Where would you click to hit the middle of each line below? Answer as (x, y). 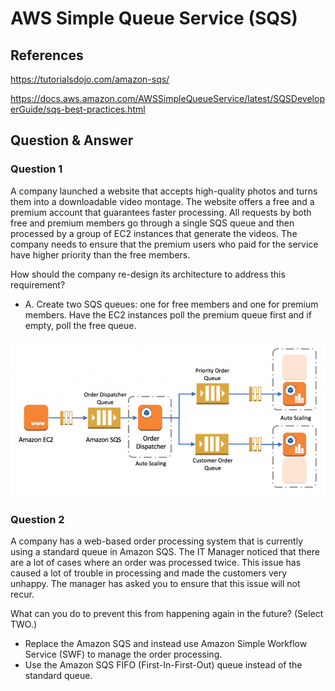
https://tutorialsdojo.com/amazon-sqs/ (90, 79)
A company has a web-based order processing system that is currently (157, 541)
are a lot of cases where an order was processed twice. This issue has (156, 562)
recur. (22, 594)
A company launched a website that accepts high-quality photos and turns (164, 191)
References (47, 55)
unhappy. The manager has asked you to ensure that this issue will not (155, 583)
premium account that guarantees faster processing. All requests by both (161, 212)
